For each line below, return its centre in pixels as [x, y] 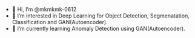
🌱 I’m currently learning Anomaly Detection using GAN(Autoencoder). [99, 28]
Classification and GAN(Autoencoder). [60, 22]
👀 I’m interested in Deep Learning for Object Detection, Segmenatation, [101, 16]
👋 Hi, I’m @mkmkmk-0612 [44, 9]
